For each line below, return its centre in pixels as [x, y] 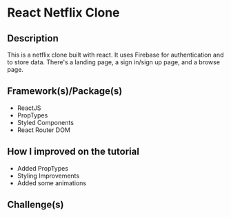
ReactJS [29, 108]
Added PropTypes [43, 168]
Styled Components [46, 122]
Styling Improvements [48, 176]
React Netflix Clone [63, 13]
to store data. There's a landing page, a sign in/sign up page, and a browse [114, 62]
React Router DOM [44, 130]
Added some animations [52, 183]
